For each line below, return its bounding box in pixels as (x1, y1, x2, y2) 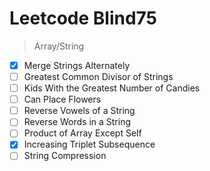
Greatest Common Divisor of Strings (23, 71, 174, 82)
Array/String (33, 40, 85, 52)
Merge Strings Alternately (23, 59, 131, 71)
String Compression (23, 150, 107, 162)
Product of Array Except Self (23, 127, 142, 139)
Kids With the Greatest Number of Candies (23, 82, 201, 94)
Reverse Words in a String (23, 116, 132, 128)
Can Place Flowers (23, 93, 102, 106)
